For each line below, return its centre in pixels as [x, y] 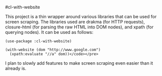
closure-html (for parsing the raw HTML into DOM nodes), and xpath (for [79, 27]
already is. [16, 68]
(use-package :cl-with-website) [38, 41]
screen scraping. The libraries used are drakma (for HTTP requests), [75, 22]
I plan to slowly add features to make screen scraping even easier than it [79, 63]
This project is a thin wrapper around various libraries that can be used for [81, 16]
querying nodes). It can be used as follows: [49, 32]
